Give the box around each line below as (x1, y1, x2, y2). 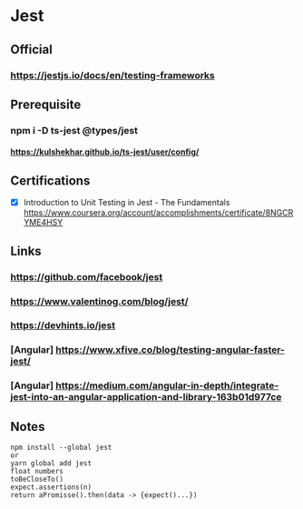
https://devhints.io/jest (10, 319, 116, 332)
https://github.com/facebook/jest (10, 270, 163, 283)
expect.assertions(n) (10, 483, 93, 492)
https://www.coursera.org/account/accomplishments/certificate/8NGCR (23, 207, 294, 218)
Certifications (10, 173, 91, 188)
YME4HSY (23, 217, 64, 228)
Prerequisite (10, 96, 82, 112)
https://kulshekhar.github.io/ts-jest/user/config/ (10, 146, 200, 157)
